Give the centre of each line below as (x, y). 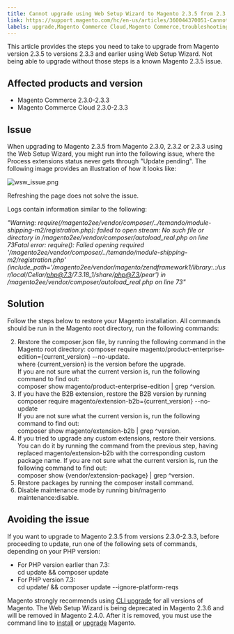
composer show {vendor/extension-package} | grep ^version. (106, 475)
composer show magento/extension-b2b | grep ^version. (99, 431)
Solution (26, 304)
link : (15, 20)
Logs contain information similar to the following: (77, 209)
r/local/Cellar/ (27, 274)
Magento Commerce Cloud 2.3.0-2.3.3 (73, 108)
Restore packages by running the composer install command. (105, 482)
